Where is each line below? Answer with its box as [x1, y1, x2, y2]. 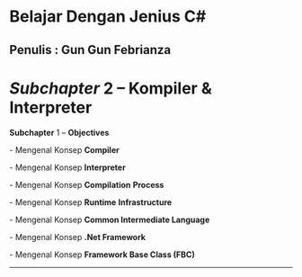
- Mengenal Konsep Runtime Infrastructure [9, 196, 173, 208]
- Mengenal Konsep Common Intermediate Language [9, 214, 210, 225]
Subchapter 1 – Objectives [9, 127, 110, 138]
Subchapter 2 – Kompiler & [9, 78, 213, 98]
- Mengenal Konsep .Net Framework [9, 231, 147, 242]
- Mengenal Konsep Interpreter [9, 162, 126, 173]
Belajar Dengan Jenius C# [9, 6, 207, 27]
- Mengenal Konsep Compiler [9, 144, 120, 155]
